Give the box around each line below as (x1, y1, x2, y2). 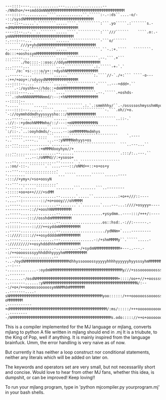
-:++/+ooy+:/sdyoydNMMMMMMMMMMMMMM (5, 77, 79, 82)
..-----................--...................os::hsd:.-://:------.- (5, 220, 152, 225)
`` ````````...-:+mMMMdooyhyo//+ (5, 146, 74, 151)
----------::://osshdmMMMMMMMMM (5, 216, 72, 221)
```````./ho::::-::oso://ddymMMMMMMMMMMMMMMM (5, 60, 100, 65)
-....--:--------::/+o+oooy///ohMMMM (5, 198, 83, 203)
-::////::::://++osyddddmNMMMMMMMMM (5, 233, 81, 238)
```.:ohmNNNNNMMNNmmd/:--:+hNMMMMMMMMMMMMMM (5, 94, 98, 99)
